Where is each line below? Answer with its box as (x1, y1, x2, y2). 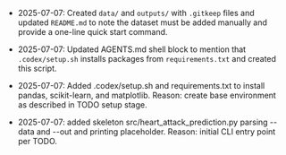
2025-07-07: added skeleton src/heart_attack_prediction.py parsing (17, 116, 268, 127)
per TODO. (17, 136, 58, 146)
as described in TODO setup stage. (17, 99, 147, 110)
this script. (17, 63, 57, 73)
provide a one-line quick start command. (17, 27, 168, 37)
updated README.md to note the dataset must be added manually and (17, 17, 268, 28)
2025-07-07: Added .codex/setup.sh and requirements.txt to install (17, 81, 265, 90)
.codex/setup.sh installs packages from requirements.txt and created (17, 54, 277, 64)
